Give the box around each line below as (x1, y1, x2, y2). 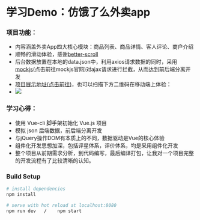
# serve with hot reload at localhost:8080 (6, 202, 117, 208)
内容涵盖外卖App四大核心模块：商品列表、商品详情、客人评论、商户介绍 (14, 43, 194, 50)
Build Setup (6, 172, 41, 180)
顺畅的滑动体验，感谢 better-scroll (14, 50, 98, 58)
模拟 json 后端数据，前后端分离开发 (14, 127, 103, 134)
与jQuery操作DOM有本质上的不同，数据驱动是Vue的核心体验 (14, 134, 165, 141)
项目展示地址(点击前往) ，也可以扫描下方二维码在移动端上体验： (14, 81, 172, 88)
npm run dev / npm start (6, 208, 82, 214)
